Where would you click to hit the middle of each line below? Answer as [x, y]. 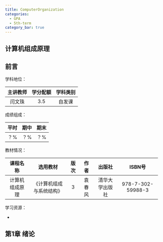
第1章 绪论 [20, 234]
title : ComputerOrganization [34, 9]
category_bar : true [25, 28]
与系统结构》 [48, 191]
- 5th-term [20, 23]
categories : [17, 14]
